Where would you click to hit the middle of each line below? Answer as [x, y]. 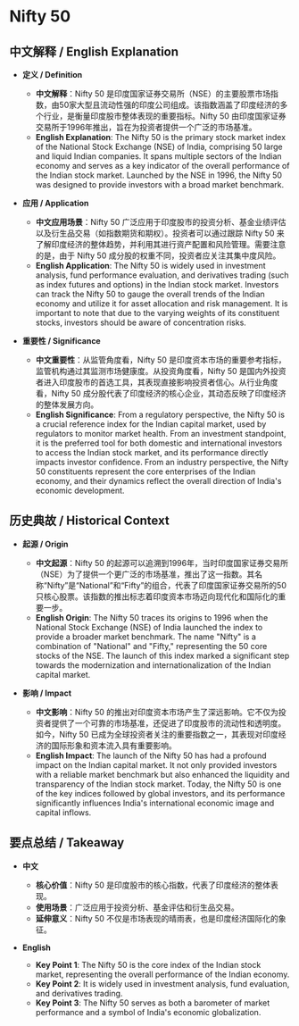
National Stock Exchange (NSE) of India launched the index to [149, 627]
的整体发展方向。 [67, 405]
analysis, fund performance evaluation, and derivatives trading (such [162, 275]
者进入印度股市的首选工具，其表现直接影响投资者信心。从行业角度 [157, 382]
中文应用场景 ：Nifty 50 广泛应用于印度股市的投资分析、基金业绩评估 [161, 222]
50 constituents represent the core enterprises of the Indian [145, 471]
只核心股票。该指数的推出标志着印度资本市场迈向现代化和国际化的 [157, 596]
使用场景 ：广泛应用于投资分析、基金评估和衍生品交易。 [137, 907]
